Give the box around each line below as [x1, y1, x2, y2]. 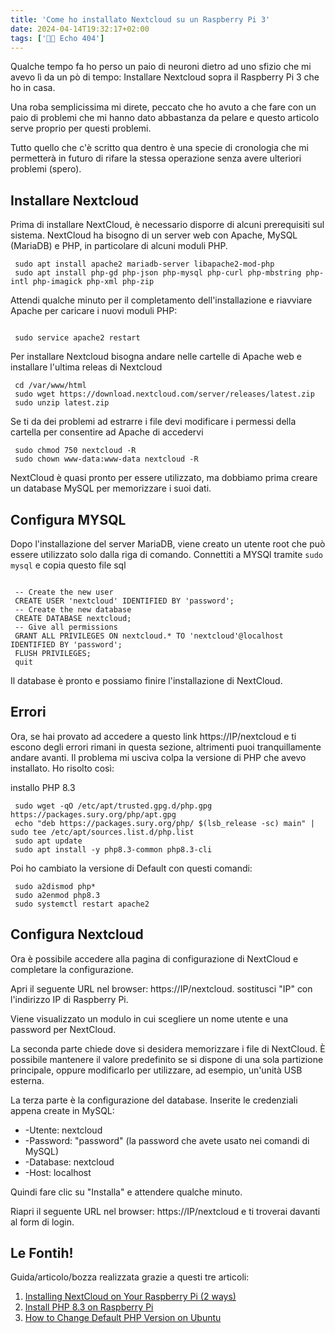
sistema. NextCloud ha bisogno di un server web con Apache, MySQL [10, 229, 298, 241]
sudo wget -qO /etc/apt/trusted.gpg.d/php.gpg [14, 801, 213, 811]
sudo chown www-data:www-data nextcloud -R [14, 454, 199, 465]
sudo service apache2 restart [14, 333, 141, 343]
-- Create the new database [14, 605, 132, 615]
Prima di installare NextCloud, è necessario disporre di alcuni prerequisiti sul [10, 219, 325, 231]
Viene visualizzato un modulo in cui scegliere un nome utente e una [10, 1012, 289, 1025]
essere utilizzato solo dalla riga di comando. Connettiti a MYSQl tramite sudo [10, 549, 323, 560]
